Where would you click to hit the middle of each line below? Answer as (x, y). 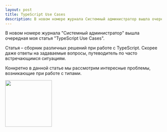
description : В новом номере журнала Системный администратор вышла (78, 19)
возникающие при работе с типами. (43, 73)
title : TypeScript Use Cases (35, 14)
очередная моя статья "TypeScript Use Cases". (55, 38)
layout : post (19, 10)
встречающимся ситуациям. (36, 59)
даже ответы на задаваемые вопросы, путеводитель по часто (71, 53)
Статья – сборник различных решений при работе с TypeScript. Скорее (81, 48)
